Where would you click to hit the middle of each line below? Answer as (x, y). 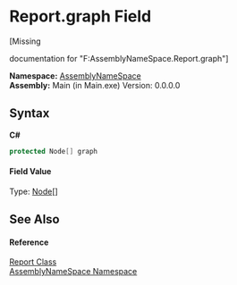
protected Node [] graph (54, 151)
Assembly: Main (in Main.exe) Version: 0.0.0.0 (95, 85)
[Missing (25, 41)
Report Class (33, 262)
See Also (34, 219)
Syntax (30, 113)
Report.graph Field (80, 17)
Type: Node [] (34, 191)
